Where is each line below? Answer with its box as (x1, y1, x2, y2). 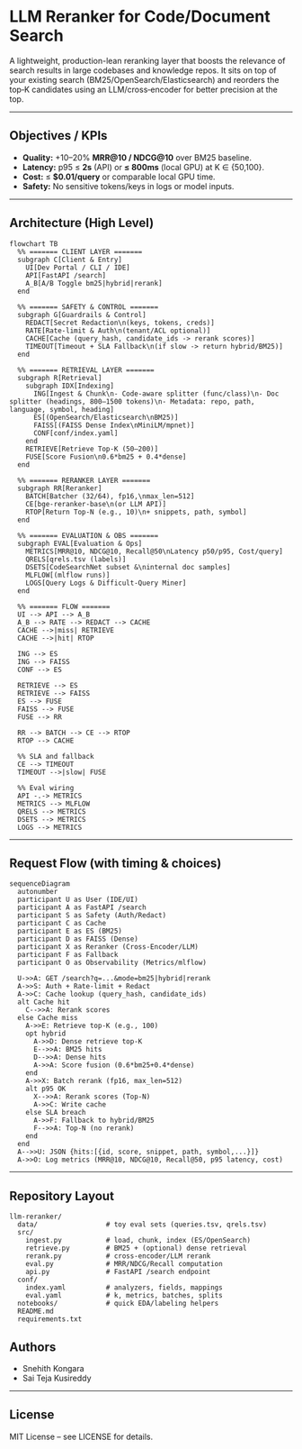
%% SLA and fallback (17, 752, 94, 761)
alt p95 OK (25, 1084, 67, 1094)
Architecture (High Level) (9, 215, 155, 231)
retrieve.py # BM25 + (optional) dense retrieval (25, 1244, 247, 1253)
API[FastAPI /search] (25, 270, 106, 280)
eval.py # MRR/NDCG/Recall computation (25, 1260, 223, 1269)
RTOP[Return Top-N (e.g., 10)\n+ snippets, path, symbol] (25, 507, 247, 516)
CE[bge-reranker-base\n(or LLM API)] (25, 499, 167, 508)
